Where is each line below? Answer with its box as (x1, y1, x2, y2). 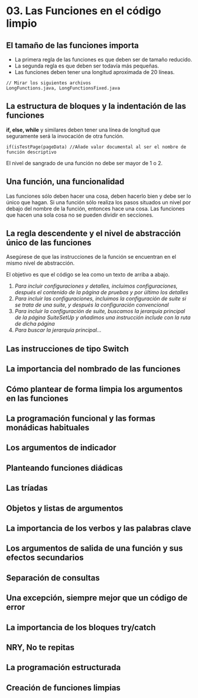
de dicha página (14, 320, 55, 327)
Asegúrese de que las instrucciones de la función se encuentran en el (6, 253, 176, 260)
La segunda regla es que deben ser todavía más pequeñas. (14, 62, 160, 69)
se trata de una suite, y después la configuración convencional (14, 301, 169, 308)
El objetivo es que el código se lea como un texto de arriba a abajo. (6, 271, 170, 278)
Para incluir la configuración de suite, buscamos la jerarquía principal (14, 308, 185, 315)
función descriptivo (6, 149, 57, 155)
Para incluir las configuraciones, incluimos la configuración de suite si (14, 295, 186, 303)
